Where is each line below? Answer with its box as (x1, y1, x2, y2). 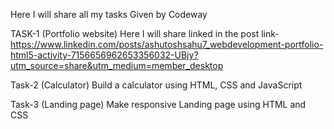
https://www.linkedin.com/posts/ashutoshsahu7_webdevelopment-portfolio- (10, 39, 324, 50)
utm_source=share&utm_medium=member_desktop (10, 60, 224, 71)
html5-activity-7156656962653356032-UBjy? (10, 49, 199, 61)
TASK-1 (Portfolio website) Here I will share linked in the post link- (10, 28, 280, 39)
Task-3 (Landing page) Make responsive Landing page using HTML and (10, 99, 307, 110)
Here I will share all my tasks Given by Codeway (10, 9, 208, 20)
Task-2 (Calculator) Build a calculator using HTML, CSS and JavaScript (10, 79, 303, 91)
